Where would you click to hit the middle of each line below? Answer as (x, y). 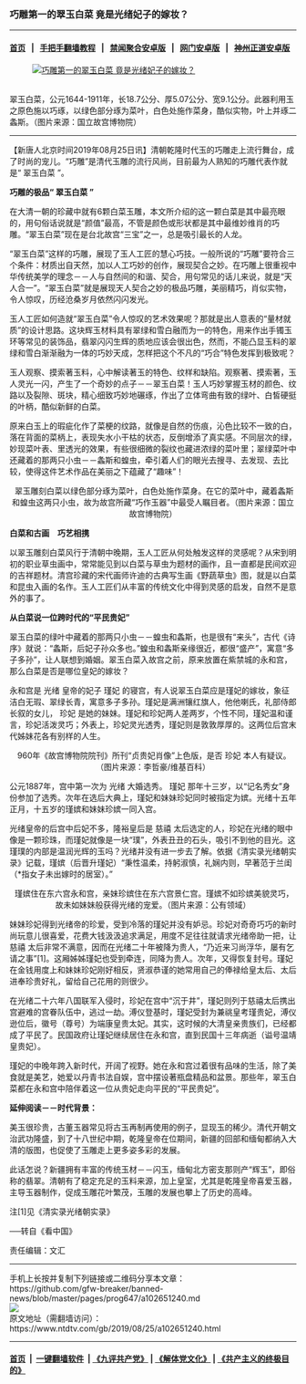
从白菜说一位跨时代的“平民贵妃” (70, 617)
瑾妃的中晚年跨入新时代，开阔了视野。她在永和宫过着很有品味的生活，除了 (149, 1066)
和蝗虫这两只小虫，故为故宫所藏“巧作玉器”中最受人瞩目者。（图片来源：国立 (153, 502)
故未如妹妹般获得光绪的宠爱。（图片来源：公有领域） (153, 904)
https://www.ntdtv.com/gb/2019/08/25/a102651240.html (115, 1328)
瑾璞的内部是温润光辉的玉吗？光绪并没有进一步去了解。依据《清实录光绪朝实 (153, 851)
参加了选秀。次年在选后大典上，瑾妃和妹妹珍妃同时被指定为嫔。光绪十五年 (157, 797)
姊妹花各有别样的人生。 (61, 735)
